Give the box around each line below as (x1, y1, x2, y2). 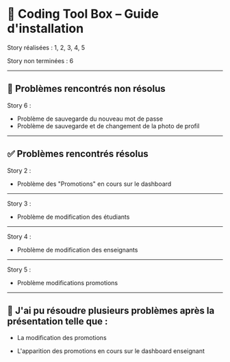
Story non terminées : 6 (7, 56, 74, 64)
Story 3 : (7, 199, 31, 208)
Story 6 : (7, 101, 31, 109)
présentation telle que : (7, 315, 108, 327)
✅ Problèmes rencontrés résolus (7, 148, 149, 160)
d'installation (7, 21, 84, 36)
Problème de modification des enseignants (16, 245, 138, 254)
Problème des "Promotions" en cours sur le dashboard (16, 180, 172, 188)
